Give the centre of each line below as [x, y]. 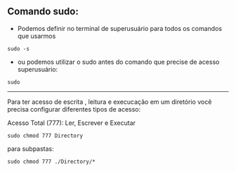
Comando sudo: [43, 12]
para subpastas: [31, 148]
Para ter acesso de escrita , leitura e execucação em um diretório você [110, 102]
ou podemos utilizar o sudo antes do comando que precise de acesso [118, 62]
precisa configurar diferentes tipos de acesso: [74, 109]
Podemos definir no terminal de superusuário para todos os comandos [120, 28]
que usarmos [37, 36]
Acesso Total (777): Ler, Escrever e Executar [71, 123]
